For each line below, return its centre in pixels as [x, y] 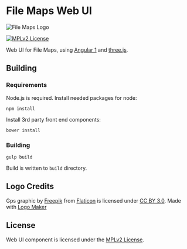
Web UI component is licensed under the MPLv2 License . [75, 240]
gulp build [19, 157]
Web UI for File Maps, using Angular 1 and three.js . [67, 50]
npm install [21, 109]
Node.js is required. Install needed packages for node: [72, 97]
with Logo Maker [26, 207]
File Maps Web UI [49, 11]
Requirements [27, 85]
